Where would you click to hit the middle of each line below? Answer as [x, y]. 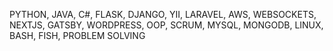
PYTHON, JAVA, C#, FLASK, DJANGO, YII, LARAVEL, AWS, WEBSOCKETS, [163, 14]
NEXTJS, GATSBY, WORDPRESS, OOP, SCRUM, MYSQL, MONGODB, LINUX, [166, 25]
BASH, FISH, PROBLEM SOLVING [77, 35]
